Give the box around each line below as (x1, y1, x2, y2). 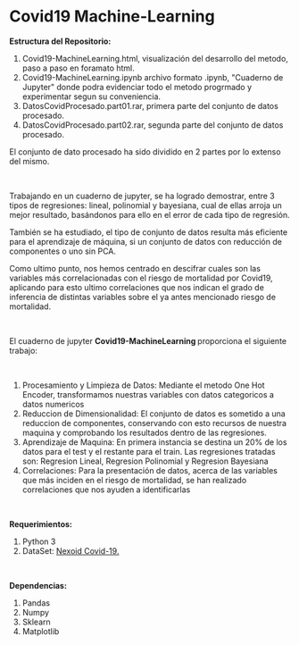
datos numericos (21, 398, 85, 409)
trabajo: (9, 345, 38, 356)
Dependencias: (9, 580, 67, 591)
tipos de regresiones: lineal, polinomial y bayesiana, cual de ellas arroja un (9, 199, 283, 211)
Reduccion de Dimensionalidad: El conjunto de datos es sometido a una (21, 408, 286, 419)
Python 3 (21, 536, 56, 547)
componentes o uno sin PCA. (9, 246, 117, 256)
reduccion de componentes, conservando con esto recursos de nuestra (21, 417, 287, 428)
